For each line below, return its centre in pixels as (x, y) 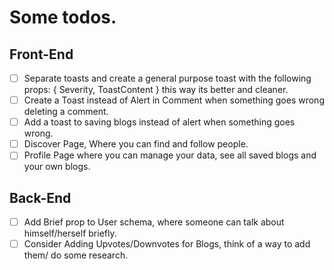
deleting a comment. (66, 112)
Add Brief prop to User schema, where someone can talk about (154, 222)
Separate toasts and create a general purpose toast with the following (167, 78)
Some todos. (63, 17)
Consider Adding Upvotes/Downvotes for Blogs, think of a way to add (167, 244)
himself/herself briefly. (70, 233)
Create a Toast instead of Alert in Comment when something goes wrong (174, 100)
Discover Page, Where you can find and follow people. (136, 144)
